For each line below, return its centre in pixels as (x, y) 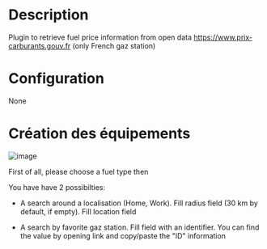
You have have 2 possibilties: (57, 187)
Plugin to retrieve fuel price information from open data (100, 37)
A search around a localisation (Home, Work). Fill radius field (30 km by (139, 203)
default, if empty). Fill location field (78, 211)
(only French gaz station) (114, 45)
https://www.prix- (223, 37)
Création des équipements (100, 134)
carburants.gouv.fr (40, 45)
